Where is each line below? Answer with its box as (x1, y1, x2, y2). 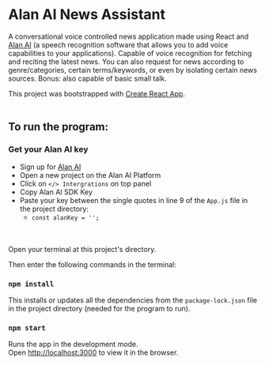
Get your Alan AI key (8, 144, 89, 155)
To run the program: (8, 120, 109, 134)
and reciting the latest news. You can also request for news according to (8, 57, 244, 66)
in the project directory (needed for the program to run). (8, 303, 191, 313)
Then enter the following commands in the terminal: (8, 259, 176, 269)
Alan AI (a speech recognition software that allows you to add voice (8, 40, 229, 49)
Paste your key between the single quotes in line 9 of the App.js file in (19, 195, 248, 205)
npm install (8, 279, 55, 288)
